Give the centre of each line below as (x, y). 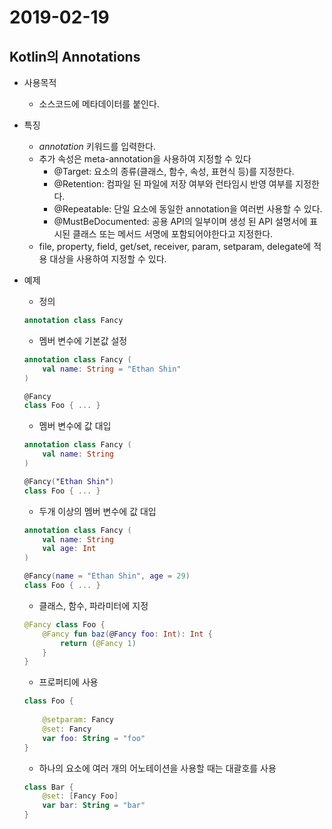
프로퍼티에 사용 (68, 682)
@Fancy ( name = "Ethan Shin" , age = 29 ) (107, 576)
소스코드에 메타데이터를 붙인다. (99, 104)
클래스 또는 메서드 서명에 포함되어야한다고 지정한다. (173, 234)
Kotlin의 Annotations (75, 56)
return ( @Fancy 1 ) (98, 643)
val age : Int (69, 549)
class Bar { (48, 787)
